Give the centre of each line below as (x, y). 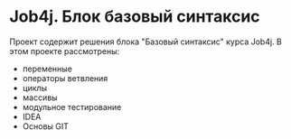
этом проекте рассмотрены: (65, 51)
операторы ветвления (65, 78)
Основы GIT (46, 126)
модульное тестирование (72, 107)
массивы (40, 97)
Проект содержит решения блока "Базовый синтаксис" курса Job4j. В (145, 42)
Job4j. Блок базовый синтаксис (135, 17)
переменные (47, 69)
